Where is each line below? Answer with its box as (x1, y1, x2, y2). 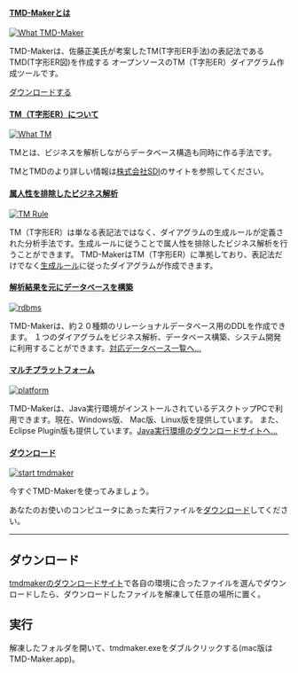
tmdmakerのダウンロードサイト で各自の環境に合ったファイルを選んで (9, 578, 263, 589)
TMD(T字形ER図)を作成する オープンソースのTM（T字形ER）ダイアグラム (9, 57, 277, 67)
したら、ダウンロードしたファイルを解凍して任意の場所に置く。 (32, 589, 266, 599)
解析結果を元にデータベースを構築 (9, 282, 134, 293)
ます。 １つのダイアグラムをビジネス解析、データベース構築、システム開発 (9, 332, 282, 342)
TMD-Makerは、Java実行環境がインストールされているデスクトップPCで (9, 403, 276, 414)
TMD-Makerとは (9, 7, 71, 18)
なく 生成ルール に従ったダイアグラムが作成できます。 (24, 260, 218, 270)
